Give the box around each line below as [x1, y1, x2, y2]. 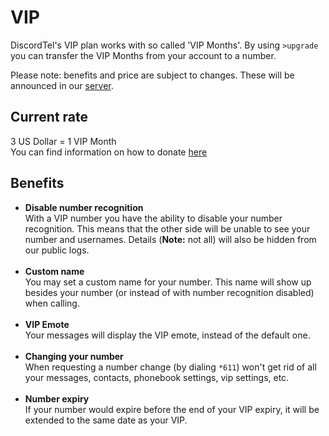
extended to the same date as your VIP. [24, 414, 188, 426]
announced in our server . [10, 79, 114, 91]
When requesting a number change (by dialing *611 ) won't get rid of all [24, 361, 317, 373]
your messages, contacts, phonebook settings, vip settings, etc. [24, 371, 290, 383]
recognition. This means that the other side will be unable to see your [24, 222, 311, 235]
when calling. [24, 297, 80, 309]
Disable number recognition [24, 201, 144, 213]
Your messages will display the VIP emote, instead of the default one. [24, 329, 311, 341]
